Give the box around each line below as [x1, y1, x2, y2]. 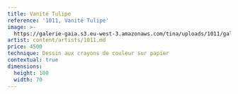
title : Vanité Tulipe [7, 10, 72, 18]
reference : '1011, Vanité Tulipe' [7, 17, 110, 24]
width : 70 [13, 76, 42, 83]
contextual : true [7, 57, 59, 64]
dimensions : [7, 63, 42, 70]
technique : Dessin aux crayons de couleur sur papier [7, 50, 170, 57]
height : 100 [13, 69, 50, 76]
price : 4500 [7, 43, 42, 50]
